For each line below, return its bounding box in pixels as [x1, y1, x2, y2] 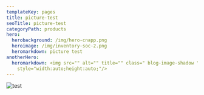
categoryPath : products [6, 26, 67, 32]
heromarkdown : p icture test [12, 49, 83, 55]
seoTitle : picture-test [6, 20, 67, 26]
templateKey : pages [6, 9, 56, 15]
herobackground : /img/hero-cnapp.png [12, 37, 107, 43]
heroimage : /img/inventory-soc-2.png [12, 43, 107, 49]
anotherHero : [6, 54, 39, 60]
